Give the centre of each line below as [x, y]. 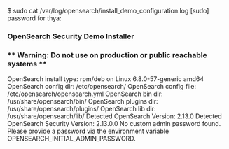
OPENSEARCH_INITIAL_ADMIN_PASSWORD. [72, 139]
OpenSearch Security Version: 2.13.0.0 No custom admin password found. [114, 124]
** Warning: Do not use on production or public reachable [107, 55]
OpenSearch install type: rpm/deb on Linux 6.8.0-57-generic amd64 [106, 79]
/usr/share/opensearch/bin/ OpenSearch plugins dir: [83, 101]
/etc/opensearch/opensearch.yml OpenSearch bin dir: [85, 94]
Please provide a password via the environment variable [88, 131]
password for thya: [34, 18]
